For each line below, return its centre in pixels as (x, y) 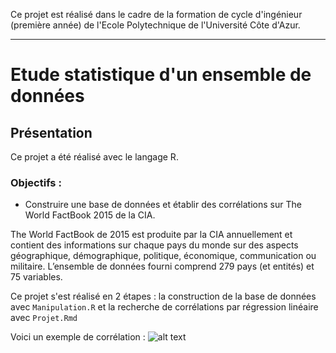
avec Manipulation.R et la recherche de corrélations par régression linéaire (164, 307)
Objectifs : (36, 182)
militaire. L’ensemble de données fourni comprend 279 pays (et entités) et (162, 266)
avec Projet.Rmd (44, 318)
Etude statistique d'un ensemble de (161, 75)
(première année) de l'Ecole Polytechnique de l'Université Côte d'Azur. (155, 25)
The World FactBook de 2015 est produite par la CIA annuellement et (151, 235)
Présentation (51, 132)
